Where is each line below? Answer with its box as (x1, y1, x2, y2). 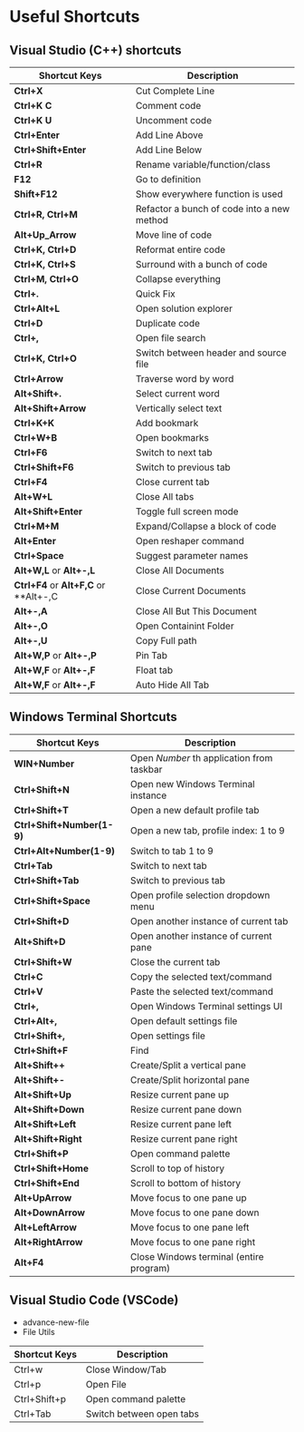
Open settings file (129, 1029, 206, 1042)
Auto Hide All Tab (135, 678, 210, 691)
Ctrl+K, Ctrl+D (14, 243, 77, 256)
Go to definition (135, 173, 202, 185)
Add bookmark (135, 417, 199, 429)
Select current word (135, 387, 220, 400)
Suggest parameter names (135, 550, 249, 561)
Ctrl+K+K (14, 417, 55, 429)
